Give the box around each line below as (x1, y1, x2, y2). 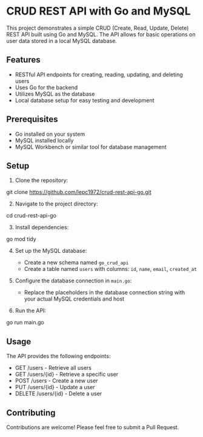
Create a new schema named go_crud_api (24, 259, 129, 266)
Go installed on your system (15, 130, 85, 138)
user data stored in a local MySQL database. (6, 37, 117, 44)
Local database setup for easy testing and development (15, 96, 155, 104)
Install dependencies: (15, 224, 69, 231)
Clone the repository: (15, 177, 68, 184)
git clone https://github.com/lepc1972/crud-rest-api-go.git (6, 188, 151, 196)
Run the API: (15, 307, 47, 315)
